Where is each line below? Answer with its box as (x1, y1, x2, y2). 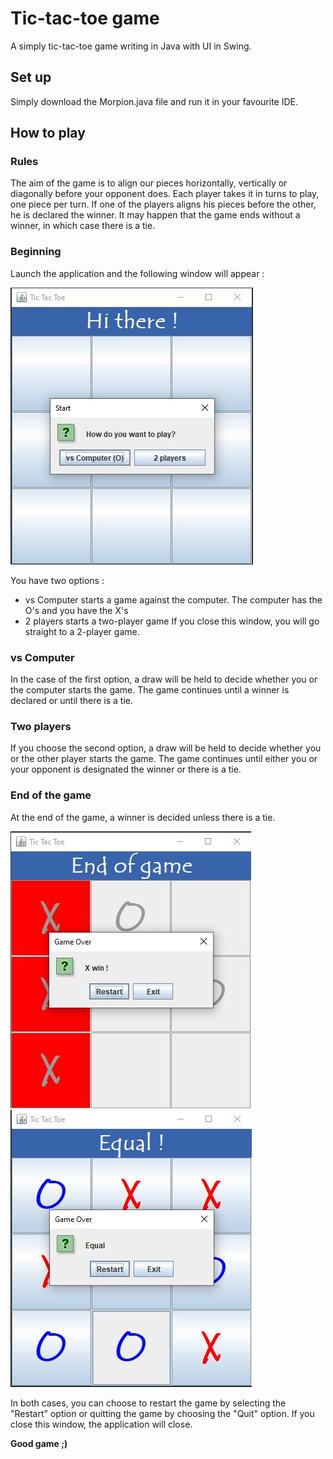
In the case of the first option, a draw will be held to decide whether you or (10, 673, 318, 686)
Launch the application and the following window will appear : (10, 267, 265, 279)
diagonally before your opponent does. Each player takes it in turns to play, (10, 188, 320, 200)
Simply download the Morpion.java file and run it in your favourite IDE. (10, 95, 298, 107)
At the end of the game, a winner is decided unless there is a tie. (10, 811, 276, 823)
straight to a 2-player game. (24, 625, 140, 637)
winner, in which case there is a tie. (10, 220, 156, 232)
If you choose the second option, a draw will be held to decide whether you (10, 742, 322, 754)
